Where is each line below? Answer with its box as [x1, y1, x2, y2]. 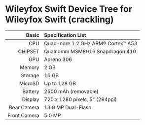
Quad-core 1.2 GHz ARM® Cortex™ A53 [44, 40, 138, 47]
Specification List [44, 31, 86, 38]
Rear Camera [9, 104, 39, 111]
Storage [21, 72, 39, 79]
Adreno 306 [44, 56, 72, 62]
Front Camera [7, 112, 39, 119]
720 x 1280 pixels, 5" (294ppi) [44, 96, 117, 103]
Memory [19, 64, 39, 71]
